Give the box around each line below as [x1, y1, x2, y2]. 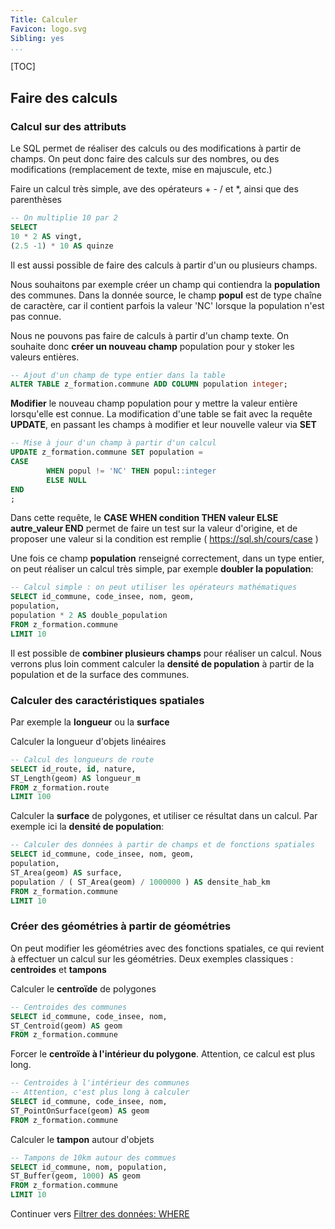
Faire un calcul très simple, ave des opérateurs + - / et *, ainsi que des [10, 183, 299, 195]
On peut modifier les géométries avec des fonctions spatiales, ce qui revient [10, 942, 325, 954]
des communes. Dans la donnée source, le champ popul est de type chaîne [10, 289, 323, 301]
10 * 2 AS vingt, [10, 231, 83, 241]
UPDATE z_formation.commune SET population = [10, 447, 203, 458]
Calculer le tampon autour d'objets [10, 1133, 155, 1145]
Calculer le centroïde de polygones [10, 982, 157, 995]
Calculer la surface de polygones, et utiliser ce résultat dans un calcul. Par [10, 810, 318, 822]
